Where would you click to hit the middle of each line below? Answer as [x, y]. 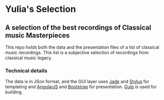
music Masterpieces [38, 35]
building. [14, 92]
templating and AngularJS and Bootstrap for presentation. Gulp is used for [81, 87]
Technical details [26, 71]
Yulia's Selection [41, 9]
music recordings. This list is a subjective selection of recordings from [77, 52]
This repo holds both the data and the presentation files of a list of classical [82, 47]
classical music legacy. [29, 58]
